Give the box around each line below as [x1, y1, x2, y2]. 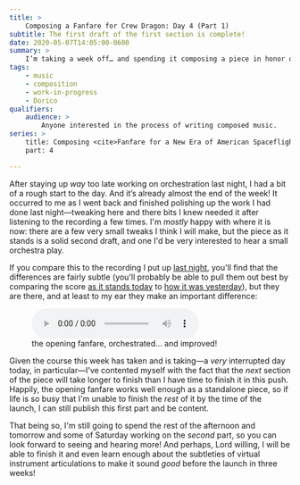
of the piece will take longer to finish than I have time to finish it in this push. [9, 374, 288, 385]
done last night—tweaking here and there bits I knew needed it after [9, 206, 259, 217]
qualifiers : [9, 105, 54, 113]
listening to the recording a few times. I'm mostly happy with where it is [9, 216, 271, 227]
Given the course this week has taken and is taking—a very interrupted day [9, 355, 286, 366]
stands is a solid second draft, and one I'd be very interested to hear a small [9, 235, 288, 246]
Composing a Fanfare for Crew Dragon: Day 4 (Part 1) [25, 21, 229, 30]
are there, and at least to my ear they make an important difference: [9, 290, 258, 301]
